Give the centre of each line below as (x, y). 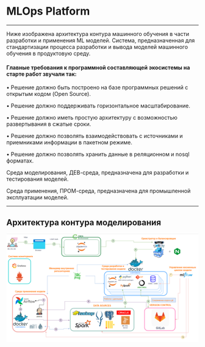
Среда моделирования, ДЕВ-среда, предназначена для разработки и (98, 173)
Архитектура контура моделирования (84, 222)
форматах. (20, 161)
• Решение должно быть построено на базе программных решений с (97, 87)
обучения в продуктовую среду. (49, 53)
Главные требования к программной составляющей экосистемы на (98, 67)
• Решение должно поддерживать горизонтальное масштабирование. (98, 106)
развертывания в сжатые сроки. (49, 124)
